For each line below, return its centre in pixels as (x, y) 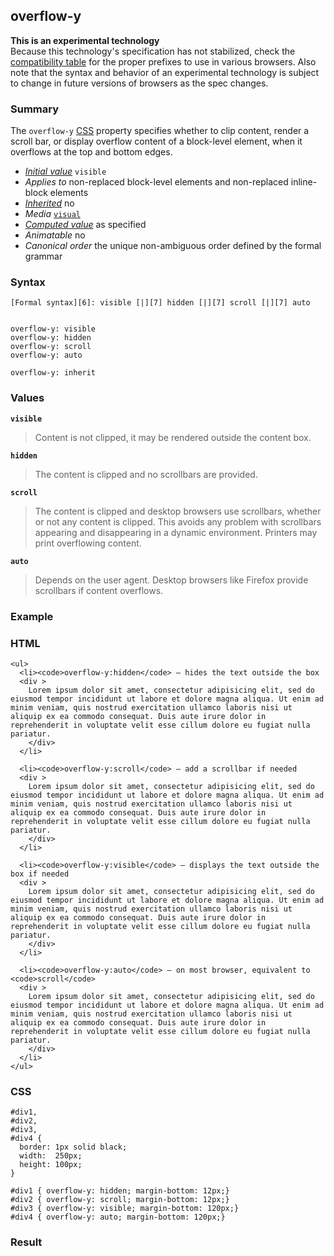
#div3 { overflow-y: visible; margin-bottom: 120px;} (125, 1209)
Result (26, 1242)
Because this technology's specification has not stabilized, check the (153, 51)
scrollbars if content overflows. (99, 590)
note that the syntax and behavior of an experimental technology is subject (165, 72)
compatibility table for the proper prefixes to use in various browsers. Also (163, 61)
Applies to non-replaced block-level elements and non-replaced (156, 182)
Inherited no (49, 203)
